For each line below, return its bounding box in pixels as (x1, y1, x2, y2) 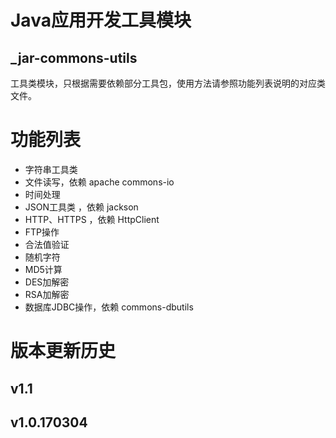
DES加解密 (24, 276, 70, 288)
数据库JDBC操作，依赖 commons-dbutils (24, 301, 194, 313)
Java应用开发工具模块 (10, 9, 192, 32)
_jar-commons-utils (10, 49, 138, 66)
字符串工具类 (24, 163, 78, 175)
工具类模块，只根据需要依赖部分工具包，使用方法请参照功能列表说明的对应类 (10, 77, 326, 89)
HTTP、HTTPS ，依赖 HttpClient (24, 213, 160, 225)
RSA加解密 (24, 288, 70, 300)
